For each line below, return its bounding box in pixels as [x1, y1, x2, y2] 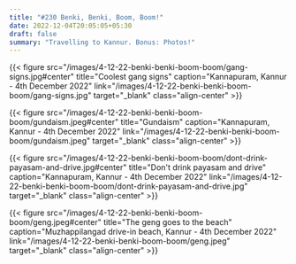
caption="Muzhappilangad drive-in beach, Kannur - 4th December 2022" [9, 227, 277, 237]
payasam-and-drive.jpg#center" [9, 162, 127, 173]
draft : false [9, 29, 57, 38]
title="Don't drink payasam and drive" [128, 162, 267, 173]
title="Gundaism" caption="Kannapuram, [120, 117, 270, 128]
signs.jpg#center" [9, 72, 75, 82]
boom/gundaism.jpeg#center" [9, 117, 119, 128]
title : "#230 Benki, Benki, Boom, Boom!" [9, 12, 164, 22]
